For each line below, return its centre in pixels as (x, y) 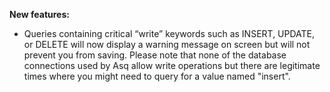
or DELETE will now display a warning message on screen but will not (167, 44)
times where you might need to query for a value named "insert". (157, 76)
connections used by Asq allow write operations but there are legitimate (172, 65)
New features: (39, 14)
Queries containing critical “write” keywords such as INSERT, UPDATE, (169, 33)
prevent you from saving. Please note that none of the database (155, 55)
